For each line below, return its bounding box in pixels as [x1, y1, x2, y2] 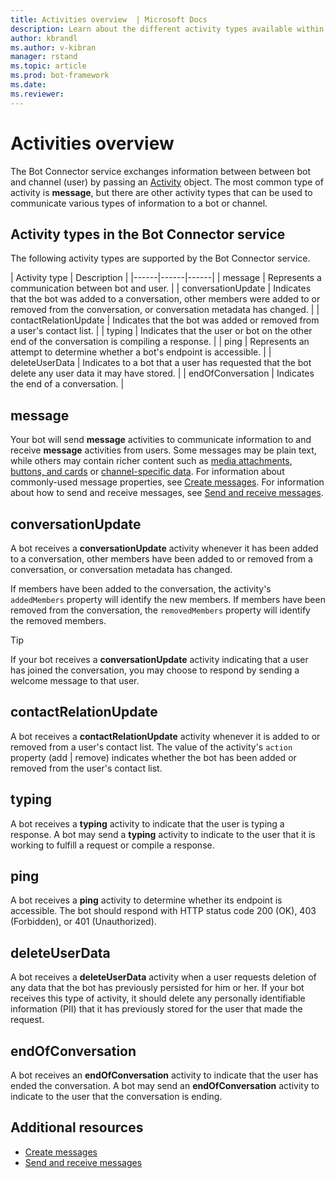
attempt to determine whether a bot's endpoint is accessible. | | [10, 346, 272, 358]
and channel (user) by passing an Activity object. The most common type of [10, 176, 324, 188]
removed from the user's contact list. [10, 762, 163, 774]
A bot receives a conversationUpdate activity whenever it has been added [10, 542, 319, 554]
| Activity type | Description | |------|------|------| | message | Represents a [10, 272, 322, 284]
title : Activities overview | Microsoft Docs [10, 14, 208, 25]
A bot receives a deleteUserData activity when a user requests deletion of [10, 971, 317, 983]
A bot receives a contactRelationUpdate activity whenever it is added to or [10, 730, 321, 742]
